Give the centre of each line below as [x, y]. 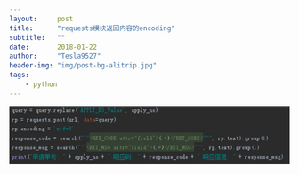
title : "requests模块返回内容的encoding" [93, 28]
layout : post [41, 19]
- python [41, 84]
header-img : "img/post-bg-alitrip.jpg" [83, 66]
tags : [19, 75]
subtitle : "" [37, 37]
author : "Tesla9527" [55, 56]
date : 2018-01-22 [53, 47]
